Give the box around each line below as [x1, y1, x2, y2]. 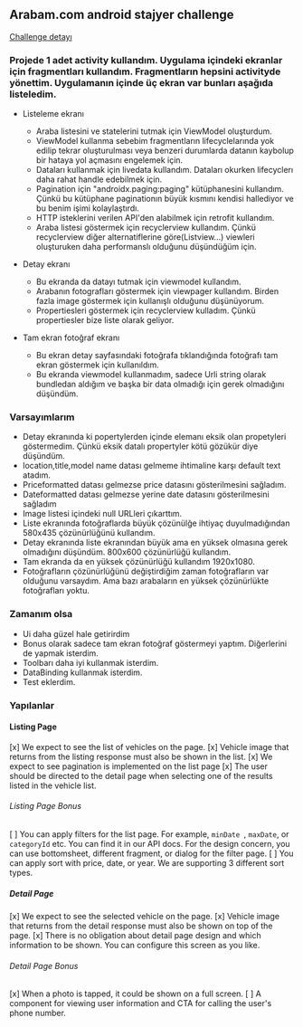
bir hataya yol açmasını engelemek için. [35, 155, 184, 166]
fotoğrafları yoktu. [22, 585, 90, 596]
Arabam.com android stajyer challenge [9, 7, 234, 23]
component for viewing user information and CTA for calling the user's [9, 998, 272, 1009]
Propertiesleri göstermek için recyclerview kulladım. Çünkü [35, 305, 256, 316]
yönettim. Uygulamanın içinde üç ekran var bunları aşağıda [9, 76, 274, 89]
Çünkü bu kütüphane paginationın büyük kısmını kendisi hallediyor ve [35, 194, 294, 204]
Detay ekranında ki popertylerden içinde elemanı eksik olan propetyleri [22, 432, 287, 442]
